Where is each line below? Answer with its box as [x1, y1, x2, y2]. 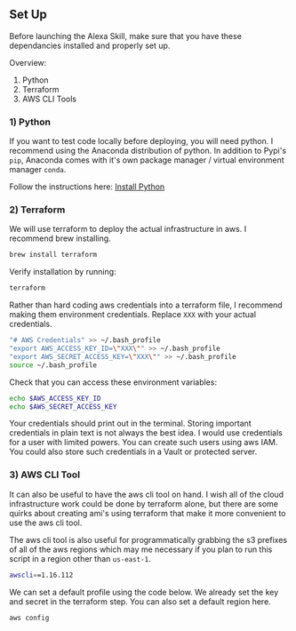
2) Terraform [9, 204, 66, 216]
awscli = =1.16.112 [9, 571, 74, 579]
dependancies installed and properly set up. [9, 40, 171, 51]
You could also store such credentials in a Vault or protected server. [9, 446, 258, 457]
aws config [9, 613, 50, 622]
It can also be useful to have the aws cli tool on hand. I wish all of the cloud [9, 489, 284, 499]
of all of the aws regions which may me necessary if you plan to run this [9, 544, 273, 555]
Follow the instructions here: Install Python [9, 181, 165, 192]
